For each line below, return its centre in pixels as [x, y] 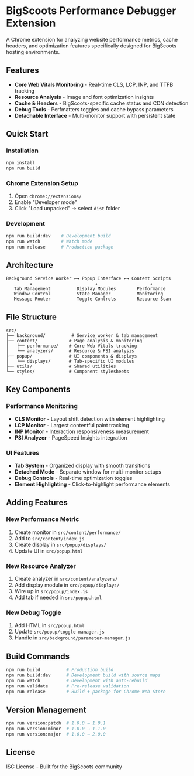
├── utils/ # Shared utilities [61, 367]
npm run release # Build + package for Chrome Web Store [86, 692]
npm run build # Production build [60, 670]
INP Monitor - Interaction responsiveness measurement [82, 431]
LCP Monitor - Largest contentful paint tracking [72, 425]
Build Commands [38, 656]
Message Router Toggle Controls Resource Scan [92, 299]
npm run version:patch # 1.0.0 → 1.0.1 [56, 723]
